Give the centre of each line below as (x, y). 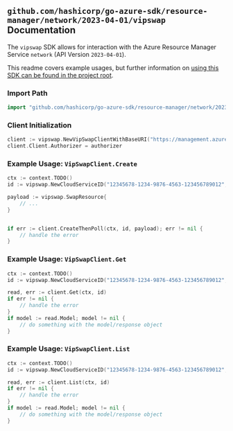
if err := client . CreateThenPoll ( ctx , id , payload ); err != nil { (105, 229)
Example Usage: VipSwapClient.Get (67, 259)
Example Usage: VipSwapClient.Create (72, 164)
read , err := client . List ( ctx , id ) (59, 382)
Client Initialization (40, 125)
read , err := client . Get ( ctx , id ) (57, 292)
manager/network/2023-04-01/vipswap (87, 20)
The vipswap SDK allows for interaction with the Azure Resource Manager (112, 47)
